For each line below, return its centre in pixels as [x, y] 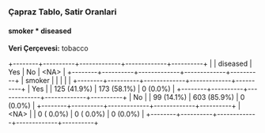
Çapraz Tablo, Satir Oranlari [62, 12]
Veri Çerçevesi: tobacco [48, 48]
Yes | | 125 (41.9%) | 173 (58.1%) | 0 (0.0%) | [103, 89]
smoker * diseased [40, 31]
